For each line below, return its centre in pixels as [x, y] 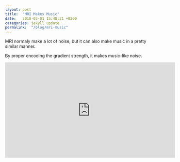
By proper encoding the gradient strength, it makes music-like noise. [74, 56]
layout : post [18, 9]
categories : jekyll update [32, 23]
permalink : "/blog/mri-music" [37, 28]
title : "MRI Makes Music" [32, 14]
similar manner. [20, 46]
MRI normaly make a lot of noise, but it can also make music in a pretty [76, 41]
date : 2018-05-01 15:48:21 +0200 [41, 18]
